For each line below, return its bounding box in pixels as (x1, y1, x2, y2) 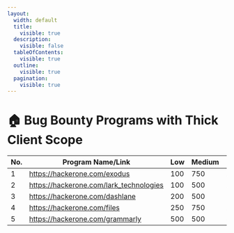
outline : (13, 62, 39, 69)
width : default (13, 17, 58, 24)
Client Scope (7, 132, 84, 148)
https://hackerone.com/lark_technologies (29, 180, 164, 190)
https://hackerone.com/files (29, 203, 120, 213)
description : (13, 36, 52, 43)
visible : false (19, 42, 64, 49)
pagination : (13, 74, 49, 82)
